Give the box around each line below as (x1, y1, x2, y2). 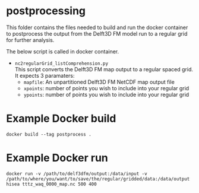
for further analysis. (6, 36, 55, 43)
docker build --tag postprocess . (6, 131, 92, 137)
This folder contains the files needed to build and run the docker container (6, 24, 188, 31)
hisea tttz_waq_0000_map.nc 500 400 (6, 181, 97, 187)
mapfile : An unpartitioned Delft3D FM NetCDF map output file (23, 78, 175, 86)
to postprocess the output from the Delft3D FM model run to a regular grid (6, 30, 188, 37)
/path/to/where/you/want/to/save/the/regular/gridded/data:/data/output (6, 176, 190, 182)
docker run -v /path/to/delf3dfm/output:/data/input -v (6, 170, 147, 176)
